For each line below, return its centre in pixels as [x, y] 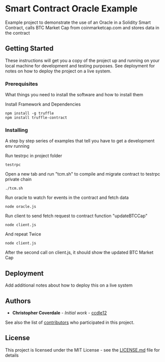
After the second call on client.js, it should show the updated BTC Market [79, 252]
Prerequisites [21, 84]
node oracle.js [21, 207]
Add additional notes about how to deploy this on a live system [69, 285]
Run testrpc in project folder [34, 156]
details [12, 355]
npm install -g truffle [30, 114]
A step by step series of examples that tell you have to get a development [80, 141]
